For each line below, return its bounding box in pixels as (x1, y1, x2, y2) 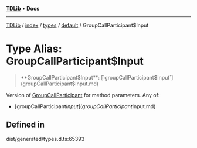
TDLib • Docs (6, 5, 40, 12)
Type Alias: (6, 42, 63, 56)
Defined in (6, 120, 45, 130)
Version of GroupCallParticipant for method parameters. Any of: (6, 91, 160, 98)
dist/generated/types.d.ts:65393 (6, 135, 85, 142)
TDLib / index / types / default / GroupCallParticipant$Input (6, 22, 149, 29)
